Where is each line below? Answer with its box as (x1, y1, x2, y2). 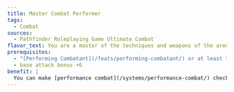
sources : (7, 29, 33, 37)
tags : (7, 17, 23, 24)
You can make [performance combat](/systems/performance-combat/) (13, 74, 210, 82)
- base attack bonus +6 (13, 62, 82, 68)
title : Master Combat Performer (7, 10, 101, 17)
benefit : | (7, 68, 39, 75)
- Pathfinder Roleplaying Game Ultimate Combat (13, 36, 155, 43)
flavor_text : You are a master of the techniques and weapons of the (7, 42, 214, 49)
